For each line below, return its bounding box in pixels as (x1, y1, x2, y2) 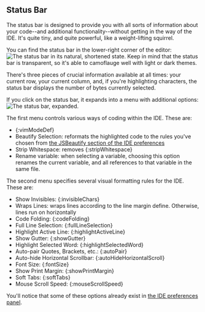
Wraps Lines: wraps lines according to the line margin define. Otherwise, (15, 202, 199, 209)
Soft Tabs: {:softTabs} (15, 273, 71, 281)
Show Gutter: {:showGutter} (15, 234, 86, 242)
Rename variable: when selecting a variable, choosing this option (15, 152, 180, 159)
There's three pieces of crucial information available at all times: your (6, 70, 181, 78)
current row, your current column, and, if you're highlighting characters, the (6, 77, 198, 85)
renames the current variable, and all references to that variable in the (15, 159, 192, 166)
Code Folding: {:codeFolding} (15, 215, 90, 223)
